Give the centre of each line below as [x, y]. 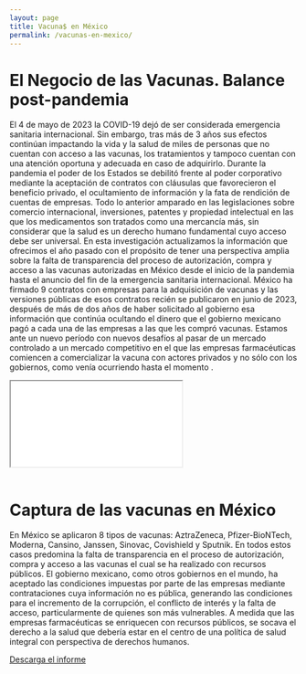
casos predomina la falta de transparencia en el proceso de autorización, [147, 554]
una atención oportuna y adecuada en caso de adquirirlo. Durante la [138, 163]
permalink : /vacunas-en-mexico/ [71, 35]
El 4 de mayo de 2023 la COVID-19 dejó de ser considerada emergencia [145, 125]
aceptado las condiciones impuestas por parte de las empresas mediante [148, 584]
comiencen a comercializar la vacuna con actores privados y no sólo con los [153, 358]
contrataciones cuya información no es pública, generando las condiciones [151, 594]
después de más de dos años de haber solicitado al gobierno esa [132, 309]
